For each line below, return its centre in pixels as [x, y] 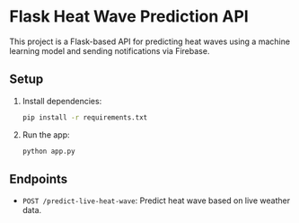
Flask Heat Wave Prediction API [129, 17]
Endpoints [39, 178]
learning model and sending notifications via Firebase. [110, 50]
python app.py [48, 151]
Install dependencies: [62, 101]
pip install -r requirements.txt [85, 117]
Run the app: [46, 134]
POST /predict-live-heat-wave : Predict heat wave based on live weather [156, 201]
